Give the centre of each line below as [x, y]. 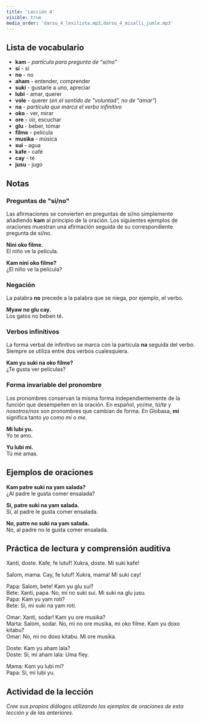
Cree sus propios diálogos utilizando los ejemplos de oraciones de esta [95, 706]
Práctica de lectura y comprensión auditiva [88, 549]
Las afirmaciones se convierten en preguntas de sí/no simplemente [90, 214]
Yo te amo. [20, 435]
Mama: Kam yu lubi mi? [35, 667]
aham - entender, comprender [52, 81]
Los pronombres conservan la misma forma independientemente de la [93, 398]
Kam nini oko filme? [32, 262]
